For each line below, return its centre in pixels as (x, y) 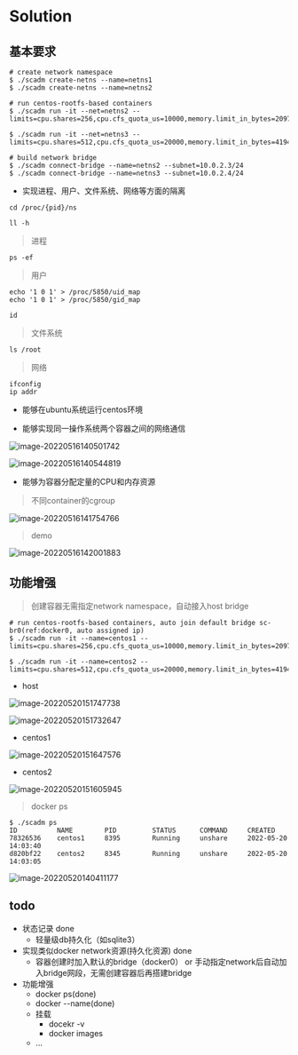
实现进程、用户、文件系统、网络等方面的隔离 (104, 191)
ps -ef (21, 258)
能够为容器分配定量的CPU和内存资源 (89, 482)
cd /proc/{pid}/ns (43, 208)
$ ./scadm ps (33, 822)
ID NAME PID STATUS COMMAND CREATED (142, 830)
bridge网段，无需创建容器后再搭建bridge (118, 972)
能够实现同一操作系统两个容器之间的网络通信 (104, 428)
